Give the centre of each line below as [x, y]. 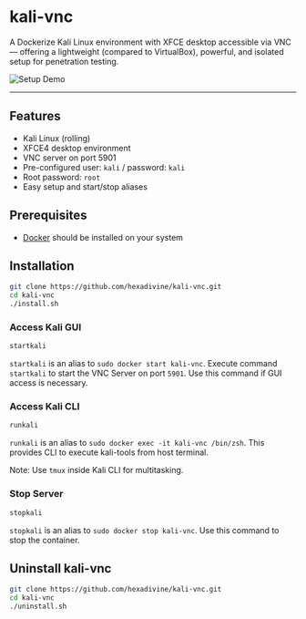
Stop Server [36, 494]
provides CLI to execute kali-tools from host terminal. [109, 452]
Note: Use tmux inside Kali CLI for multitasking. [97, 470]
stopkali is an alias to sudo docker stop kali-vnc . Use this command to [144, 530]
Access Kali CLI [45, 407]
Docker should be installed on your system [103, 237]
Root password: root [61, 177]
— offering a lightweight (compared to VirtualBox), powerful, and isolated [147, 51]
